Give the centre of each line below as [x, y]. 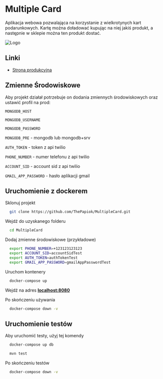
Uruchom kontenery [25, 271]
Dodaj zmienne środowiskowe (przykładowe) [51, 240]
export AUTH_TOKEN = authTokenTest [44, 258]
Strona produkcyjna [32, 70]
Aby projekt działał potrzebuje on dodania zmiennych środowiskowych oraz [81, 97]
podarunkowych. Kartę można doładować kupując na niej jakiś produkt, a [79, 27]
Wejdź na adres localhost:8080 [38, 290]
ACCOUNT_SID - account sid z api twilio [42, 166]
